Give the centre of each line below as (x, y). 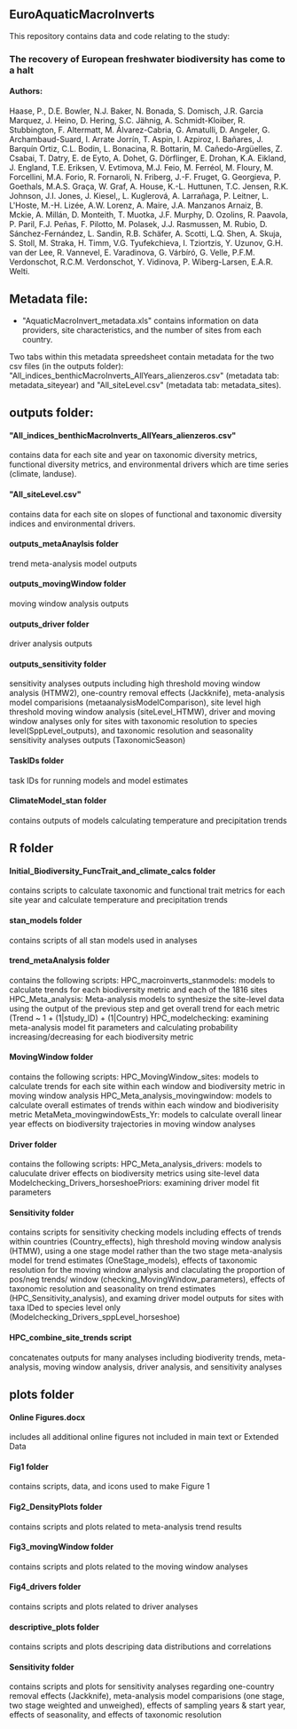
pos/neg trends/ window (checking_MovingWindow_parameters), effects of (147, 1279)
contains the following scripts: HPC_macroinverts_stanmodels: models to (142, 980)
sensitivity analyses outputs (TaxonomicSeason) (98, 740)
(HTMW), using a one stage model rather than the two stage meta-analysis (146, 1251)
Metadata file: (49, 300)
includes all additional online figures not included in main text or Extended (144, 1437)
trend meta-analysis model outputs (73, 564)
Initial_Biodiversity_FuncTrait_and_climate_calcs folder (113, 871)
